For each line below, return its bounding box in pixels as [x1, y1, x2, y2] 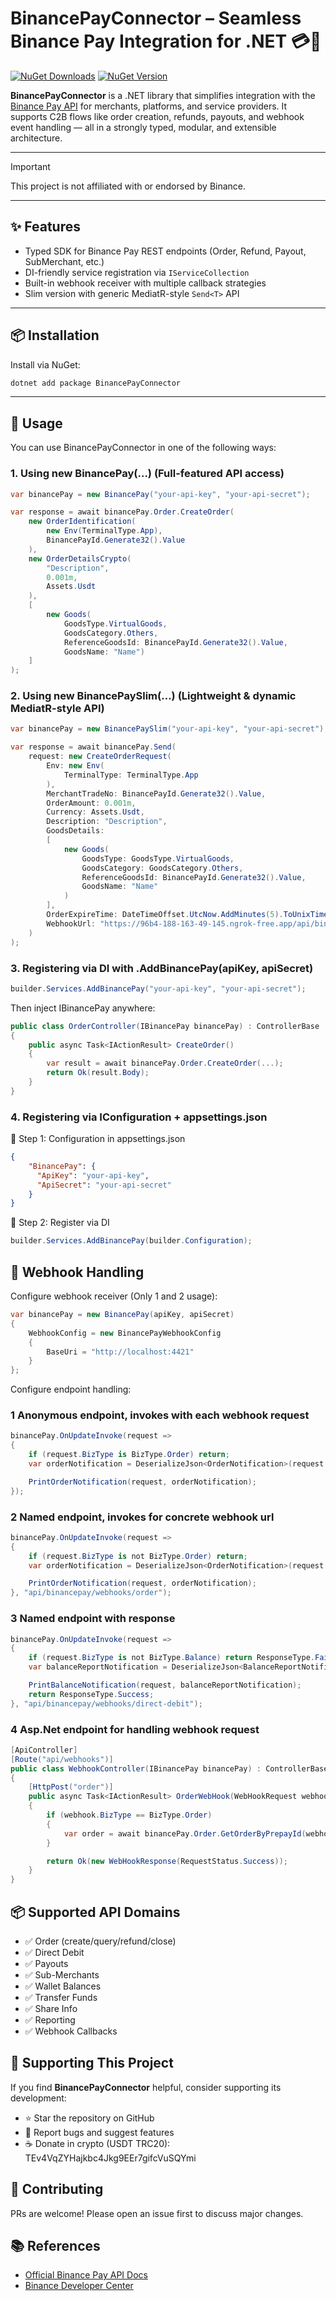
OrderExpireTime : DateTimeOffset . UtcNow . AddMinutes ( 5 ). [46, 910, 284, 920]
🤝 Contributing [10, 2181, 104, 2198]
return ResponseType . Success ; [28, 1689, 155, 1699]
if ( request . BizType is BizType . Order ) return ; [28, 1450, 230, 1460]
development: [10, 2092, 67, 2104]
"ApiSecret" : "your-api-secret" [36, 1180, 172, 1190]
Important [10, 160, 51, 172]
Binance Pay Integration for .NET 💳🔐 [10, 30, 322, 53]
